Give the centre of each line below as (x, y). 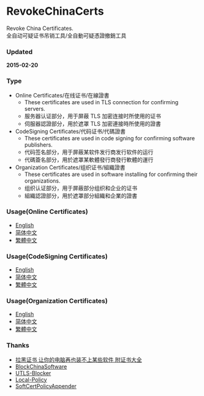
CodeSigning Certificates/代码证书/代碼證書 (70, 131)
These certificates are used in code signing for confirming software (109, 138)
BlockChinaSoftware (41, 367)
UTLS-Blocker (33, 373)
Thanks (18, 346)
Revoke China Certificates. (40, 28)
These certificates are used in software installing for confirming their (111, 174)
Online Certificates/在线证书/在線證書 (62, 95)
